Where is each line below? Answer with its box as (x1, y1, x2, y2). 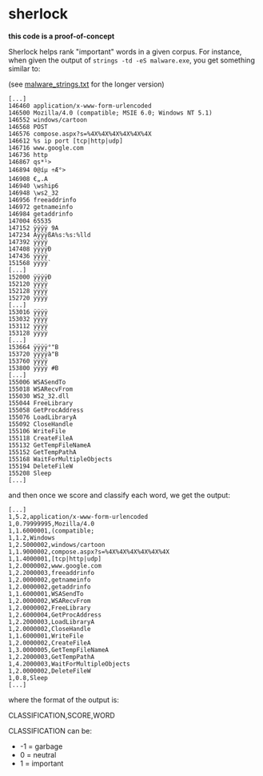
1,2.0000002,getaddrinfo (8, 582, 91, 591)
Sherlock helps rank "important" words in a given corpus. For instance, (8, 46, 242, 56)
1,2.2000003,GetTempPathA (8, 653, 94, 661)
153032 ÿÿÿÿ (8, 315, 48, 323)
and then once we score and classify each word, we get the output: (8, 490, 230, 500)
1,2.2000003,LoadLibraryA (8, 617, 94, 625)
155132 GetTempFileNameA (8, 441, 91, 449)
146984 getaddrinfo (8, 210, 74, 218)
